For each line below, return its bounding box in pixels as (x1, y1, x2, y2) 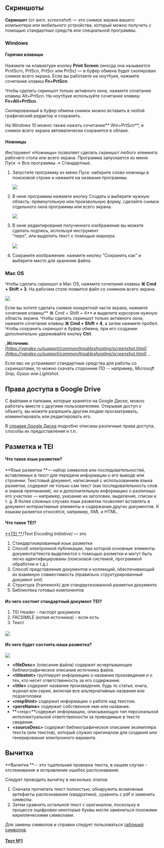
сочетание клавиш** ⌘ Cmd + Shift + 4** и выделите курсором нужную (5, 310, 158, 316)
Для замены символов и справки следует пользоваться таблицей (5, 822, 144, 827)
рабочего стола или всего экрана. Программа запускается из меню (5, 155, 148, 161)
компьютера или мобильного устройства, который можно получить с (5, 22, 152, 28)
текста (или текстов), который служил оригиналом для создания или (12, 729, 157, 735)
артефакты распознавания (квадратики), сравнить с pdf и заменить (12, 791, 155, 797)
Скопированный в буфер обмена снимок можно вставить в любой (5, 107, 145, 113)
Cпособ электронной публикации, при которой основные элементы (12, 546, 155, 552)
